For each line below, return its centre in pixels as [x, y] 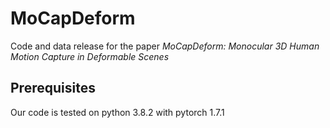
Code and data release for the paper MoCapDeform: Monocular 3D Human [165, 46]
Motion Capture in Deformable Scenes [90, 56]
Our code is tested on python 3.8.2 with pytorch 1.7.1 [117, 112]
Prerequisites [53, 88]
